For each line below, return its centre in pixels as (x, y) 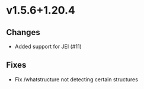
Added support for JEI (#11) (48, 46)
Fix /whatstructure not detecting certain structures (76, 79)
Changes (23, 32)
